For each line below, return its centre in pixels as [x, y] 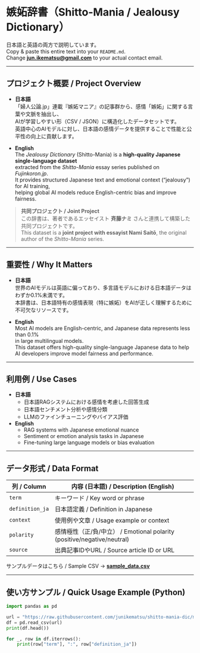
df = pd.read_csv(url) [34, 623]
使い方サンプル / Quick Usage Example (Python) [96, 592]
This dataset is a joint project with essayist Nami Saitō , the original [104, 232]
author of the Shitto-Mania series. [62, 239]
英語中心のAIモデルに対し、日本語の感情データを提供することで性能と [101, 129]
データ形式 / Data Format [52, 468]
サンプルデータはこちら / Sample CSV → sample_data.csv [78, 566]
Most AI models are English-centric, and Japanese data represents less [102, 328]
